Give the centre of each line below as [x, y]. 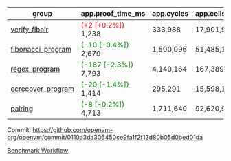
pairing [22, 108]
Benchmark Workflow [38, 150]
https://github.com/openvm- [73, 130]
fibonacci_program [41, 49]
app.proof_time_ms [113, 13]
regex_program [35, 69]
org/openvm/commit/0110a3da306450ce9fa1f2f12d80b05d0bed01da [105, 137]
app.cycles [170, 13]
